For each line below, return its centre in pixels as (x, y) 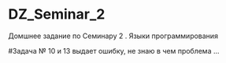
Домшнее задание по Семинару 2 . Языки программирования (113, 36)
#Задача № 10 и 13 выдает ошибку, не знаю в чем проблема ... (114, 51)
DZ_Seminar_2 (57, 14)
